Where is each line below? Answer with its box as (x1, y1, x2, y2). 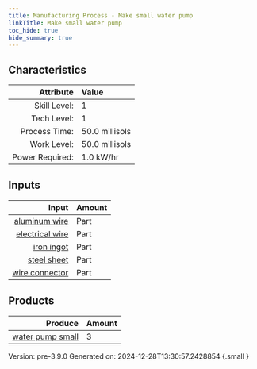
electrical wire (15, 228, 69, 239)
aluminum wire (13, 215, 69, 226)
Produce (46, 317, 79, 329)
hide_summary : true (8, 33, 73, 42)
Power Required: (12, 152, 74, 163)
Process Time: (20, 126, 74, 137)
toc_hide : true (8, 26, 59, 34)
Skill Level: (34, 100, 74, 111)
